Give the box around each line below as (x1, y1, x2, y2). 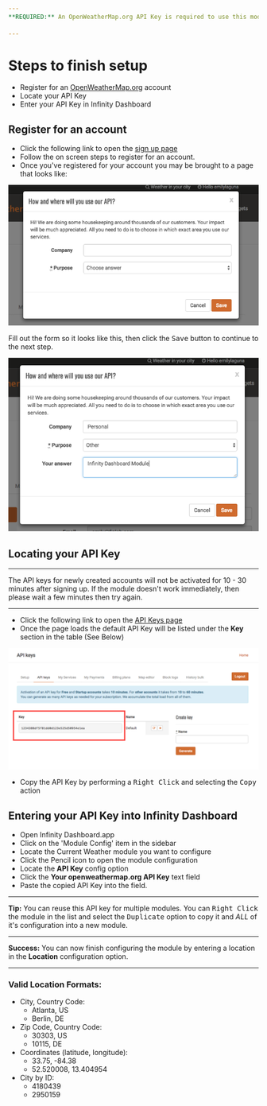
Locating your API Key (8, 547, 121, 561)
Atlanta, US (31, 1006, 69, 1015)
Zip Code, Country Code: (19, 1023, 103, 1032)
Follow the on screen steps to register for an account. (19, 152, 195, 162)
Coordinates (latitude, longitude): (19, 1048, 129, 1057)
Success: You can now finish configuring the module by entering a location (8, 943, 256, 953)
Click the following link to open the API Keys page (19, 615, 183, 625)
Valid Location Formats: (8, 979, 102, 990)
